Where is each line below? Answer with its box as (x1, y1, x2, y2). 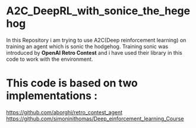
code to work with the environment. (6, 55, 93, 63)
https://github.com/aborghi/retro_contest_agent (6, 108, 123, 115)
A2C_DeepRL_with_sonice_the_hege (6, 4, 191, 18)
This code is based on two (6, 76, 138, 90)
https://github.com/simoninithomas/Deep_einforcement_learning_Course (6, 115, 184, 122)
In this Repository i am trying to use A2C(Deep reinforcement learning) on (6, 36, 186, 43)
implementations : (6, 89, 98, 102)
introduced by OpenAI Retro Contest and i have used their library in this (6, 49, 182, 56)
